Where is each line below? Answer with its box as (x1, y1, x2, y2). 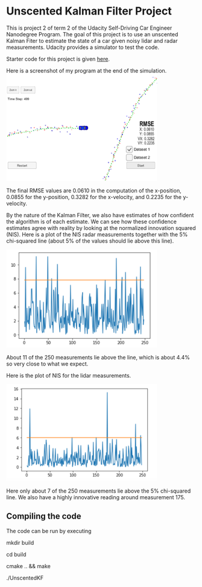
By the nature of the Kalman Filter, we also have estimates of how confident (6, 212, 194, 219)
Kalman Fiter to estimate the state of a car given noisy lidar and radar (6, 37, 178, 44)
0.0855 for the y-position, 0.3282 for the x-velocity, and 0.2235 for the (6, 194, 182, 201)
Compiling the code (6, 511, 81, 522)
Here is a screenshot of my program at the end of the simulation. (6, 67, 167, 74)
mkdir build (6, 539, 34, 546)
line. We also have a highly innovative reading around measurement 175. (6, 493, 186, 500)
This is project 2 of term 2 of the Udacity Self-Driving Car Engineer (6, 24, 172, 31)
